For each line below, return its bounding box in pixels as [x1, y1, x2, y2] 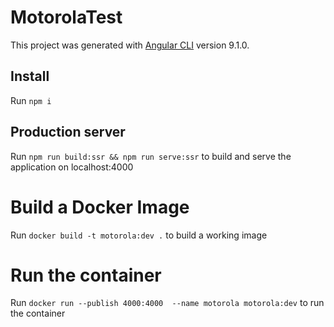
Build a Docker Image [10, 196, 190, 218]
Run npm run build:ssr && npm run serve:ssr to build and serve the [10, 150, 292, 162]
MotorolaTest [10, 6, 123, 29]
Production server [10, 124, 126, 141]
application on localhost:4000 [10, 161, 134, 173]
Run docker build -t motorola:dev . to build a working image [10, 229, 268, 241]
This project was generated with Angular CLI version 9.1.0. [10, 39, 250, 51]
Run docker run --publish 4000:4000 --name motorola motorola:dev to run [10, 297, 325, 309]
